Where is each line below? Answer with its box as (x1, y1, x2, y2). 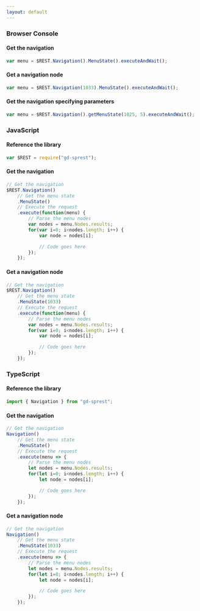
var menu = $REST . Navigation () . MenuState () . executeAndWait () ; (6, 57, 168, 64)
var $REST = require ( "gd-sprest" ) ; (6, 154, 97, 161)
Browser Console (6, 29, 59, 37)
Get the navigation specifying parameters (6, 98, 115, 105)
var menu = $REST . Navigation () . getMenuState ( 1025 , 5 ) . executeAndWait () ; (6, 111, 195, 117)
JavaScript (6, 126, 40, 135)
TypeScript (6, 369, 40, 378)
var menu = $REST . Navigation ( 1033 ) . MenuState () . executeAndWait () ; (6, 84, 179, 91)
